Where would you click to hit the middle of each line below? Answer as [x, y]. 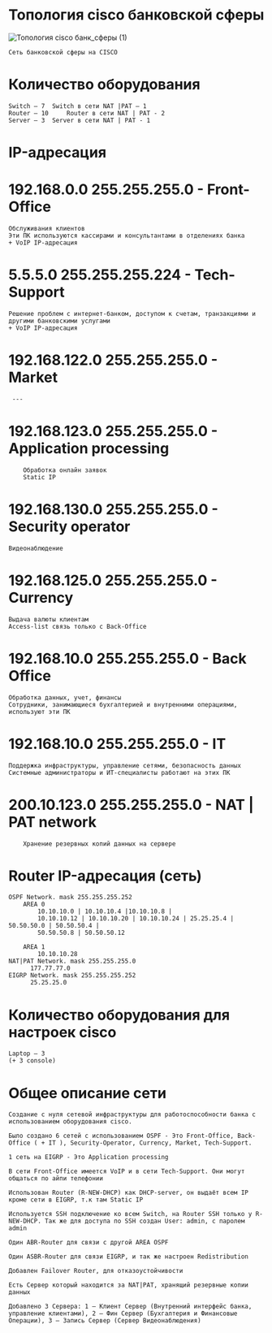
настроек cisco [63, 1032]
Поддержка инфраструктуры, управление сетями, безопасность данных [125, 765]
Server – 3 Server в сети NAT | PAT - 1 [80, 120]
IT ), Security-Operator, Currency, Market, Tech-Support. [150, 1143]
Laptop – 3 [27, 1054]
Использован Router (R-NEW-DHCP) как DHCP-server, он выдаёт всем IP [129, 1193]
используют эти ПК [39, 712]
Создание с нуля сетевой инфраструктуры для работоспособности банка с [132, 1114]
